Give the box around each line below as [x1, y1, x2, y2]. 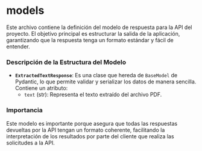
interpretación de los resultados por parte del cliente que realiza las [6, 132, 174, 140]
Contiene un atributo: [14, 85, 68, 92]
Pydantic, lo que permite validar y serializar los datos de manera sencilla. [14, 78, 197, 85]
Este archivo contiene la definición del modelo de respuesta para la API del [6, 24, 192, 31]
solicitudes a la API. [6, 139, 55, 146]
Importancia [6, 106, 43, 115]
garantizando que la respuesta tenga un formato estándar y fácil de [6, 36, 174, 43]
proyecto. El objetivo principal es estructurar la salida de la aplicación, [6, 30, 180, 37]
